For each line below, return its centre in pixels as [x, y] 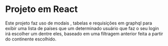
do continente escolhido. [31, 39]
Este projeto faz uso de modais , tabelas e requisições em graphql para [79, 23]
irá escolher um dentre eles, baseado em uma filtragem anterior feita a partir [84, 33]
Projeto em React [41, 9]
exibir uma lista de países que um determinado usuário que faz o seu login [82, 28]
